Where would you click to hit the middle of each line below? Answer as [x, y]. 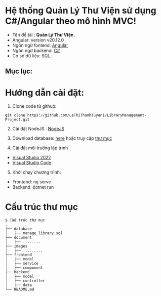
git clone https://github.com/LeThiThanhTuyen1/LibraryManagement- [76, 115]
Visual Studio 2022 [32, 158]
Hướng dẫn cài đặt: [45, 93]
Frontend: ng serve [32, 182]
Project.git [17, 120]
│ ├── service [22, 264]
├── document [19, 238]
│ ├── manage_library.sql [34, 233]
